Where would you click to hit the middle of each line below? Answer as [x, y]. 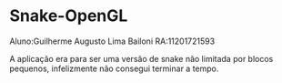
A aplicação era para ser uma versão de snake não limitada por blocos [141, 58]
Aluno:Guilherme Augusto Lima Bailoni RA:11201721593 [112, 41]
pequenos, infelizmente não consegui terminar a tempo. [114, 68]
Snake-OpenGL [69, 16]
